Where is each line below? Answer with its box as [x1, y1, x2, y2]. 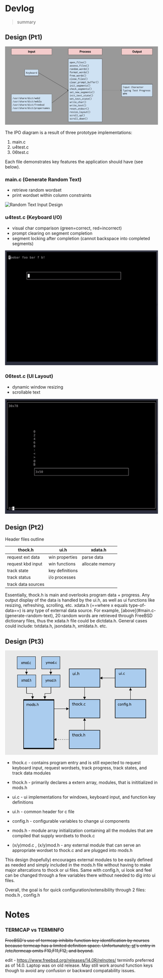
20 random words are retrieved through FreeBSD [55, 613, 153, 619]
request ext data [7, 554, 40, 560]
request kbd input [7, 561, 43, 566]
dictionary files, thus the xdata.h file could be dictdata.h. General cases [5, 618, 147, 624]
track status [7, 574, 31, 580]
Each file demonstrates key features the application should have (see [5, 159, 143, 165]
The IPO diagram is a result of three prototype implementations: [5, 130, 132, 135]
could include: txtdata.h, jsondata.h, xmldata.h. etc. [5, 623, 108, 629]
